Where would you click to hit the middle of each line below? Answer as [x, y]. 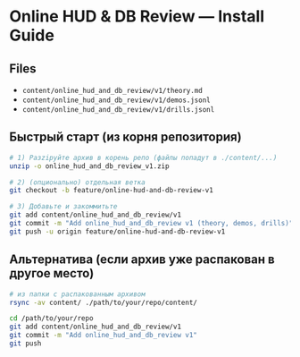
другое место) [52, 273]
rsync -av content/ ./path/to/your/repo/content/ [104, 302]
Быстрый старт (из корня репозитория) [126, 137]
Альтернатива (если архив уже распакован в [142, 260]
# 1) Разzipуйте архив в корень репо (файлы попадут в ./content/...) [143, 157]
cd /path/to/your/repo [51, 319]
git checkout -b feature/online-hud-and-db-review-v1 [112, 191]
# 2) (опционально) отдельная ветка [77, 182]
